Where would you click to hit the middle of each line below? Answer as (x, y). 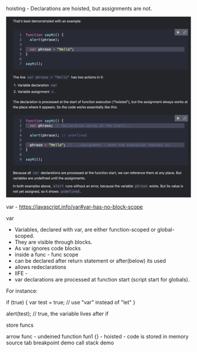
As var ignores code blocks (47, 249)
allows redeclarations (40, 267)
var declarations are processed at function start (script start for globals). (102, 280)
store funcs (20, 325)
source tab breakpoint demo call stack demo (60, 343)
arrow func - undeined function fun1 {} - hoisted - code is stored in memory (97, 337)
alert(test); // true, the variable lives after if (57, 314)
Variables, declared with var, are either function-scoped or (85, 230)
